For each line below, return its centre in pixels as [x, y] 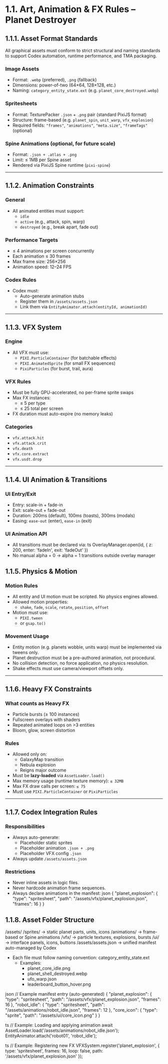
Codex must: [25, 291]
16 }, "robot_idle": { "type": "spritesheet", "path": [55, 1005]
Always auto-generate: [36, 837]
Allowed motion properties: [40, 602]
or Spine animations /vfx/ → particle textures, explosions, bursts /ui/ [89, 937]
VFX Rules [18, 381]
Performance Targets [32, 240]
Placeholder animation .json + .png [57, 848]
